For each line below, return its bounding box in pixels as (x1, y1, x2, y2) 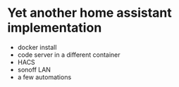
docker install (17, 43, 57, 51)
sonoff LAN (17, 65, 51, 74)
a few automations (17, 72, 72, 81)
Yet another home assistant (7, 5, 172, 21)
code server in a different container (17, 51, 121, 59)
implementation (7, 20, 102, 36)
